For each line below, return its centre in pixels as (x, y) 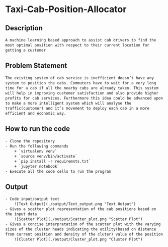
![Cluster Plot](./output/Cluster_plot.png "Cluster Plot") (78, 239)
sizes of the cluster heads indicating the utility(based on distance (81, 229)
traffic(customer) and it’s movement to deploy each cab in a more (77, 108)
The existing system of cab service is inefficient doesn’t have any (80, 78)
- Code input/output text (32, 199)
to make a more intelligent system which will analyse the (68, 103)
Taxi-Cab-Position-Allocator (66, 9)
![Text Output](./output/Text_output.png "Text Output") (75, 204)
